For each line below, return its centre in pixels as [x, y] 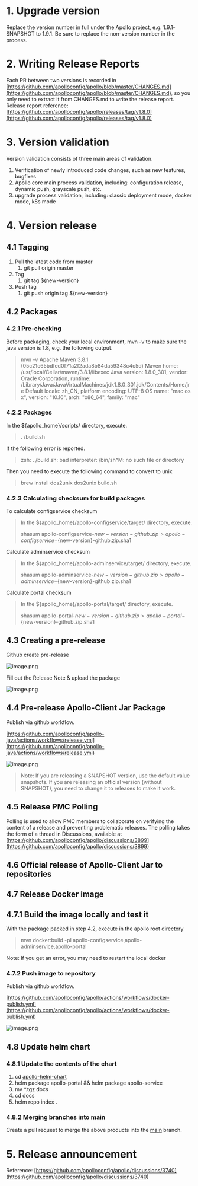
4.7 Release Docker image [55, 895]
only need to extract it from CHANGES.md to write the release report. [90, 99]
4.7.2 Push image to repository [51, 974]
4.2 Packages [32, 312]
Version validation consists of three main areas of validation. [79, 158]
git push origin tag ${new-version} [66, 293]
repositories [29, 874]
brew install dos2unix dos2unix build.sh [69, 483]
